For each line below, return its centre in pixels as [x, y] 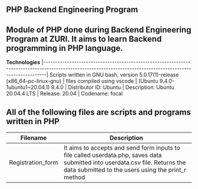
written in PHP [33, 121]
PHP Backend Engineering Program [72, 10]
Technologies [23, 62]
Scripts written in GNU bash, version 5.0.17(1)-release [114, 75]
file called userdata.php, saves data [113, 155]
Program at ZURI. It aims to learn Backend [84, 39]
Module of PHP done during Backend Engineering [99, 30]
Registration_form [34, 163]
